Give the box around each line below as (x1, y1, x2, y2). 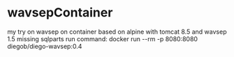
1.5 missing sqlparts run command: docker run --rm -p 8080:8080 (7, 34, 198, 43)
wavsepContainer (7, 5, 113, 21)
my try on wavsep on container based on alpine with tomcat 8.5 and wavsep (7, 27, 227, 36)
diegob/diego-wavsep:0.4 (7, 42, 82, 50)
